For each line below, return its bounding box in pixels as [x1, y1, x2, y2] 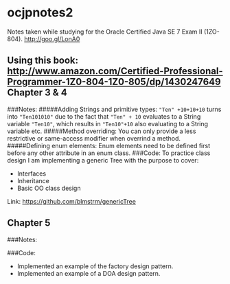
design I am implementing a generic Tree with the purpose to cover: [7, 156, 199, 164]
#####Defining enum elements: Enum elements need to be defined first [7, 141, 211, 150]
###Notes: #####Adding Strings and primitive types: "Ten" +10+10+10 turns [7, 105, 222, 113]
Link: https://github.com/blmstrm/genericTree [7, 197, 136, 205]
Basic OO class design [16, 184, 81, 192]
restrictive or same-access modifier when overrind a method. [7, 134, 181, 142]
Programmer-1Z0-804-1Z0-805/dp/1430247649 [7, 76, 221, 88]
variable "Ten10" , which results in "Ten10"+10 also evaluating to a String [7, 119, 208, 128]
